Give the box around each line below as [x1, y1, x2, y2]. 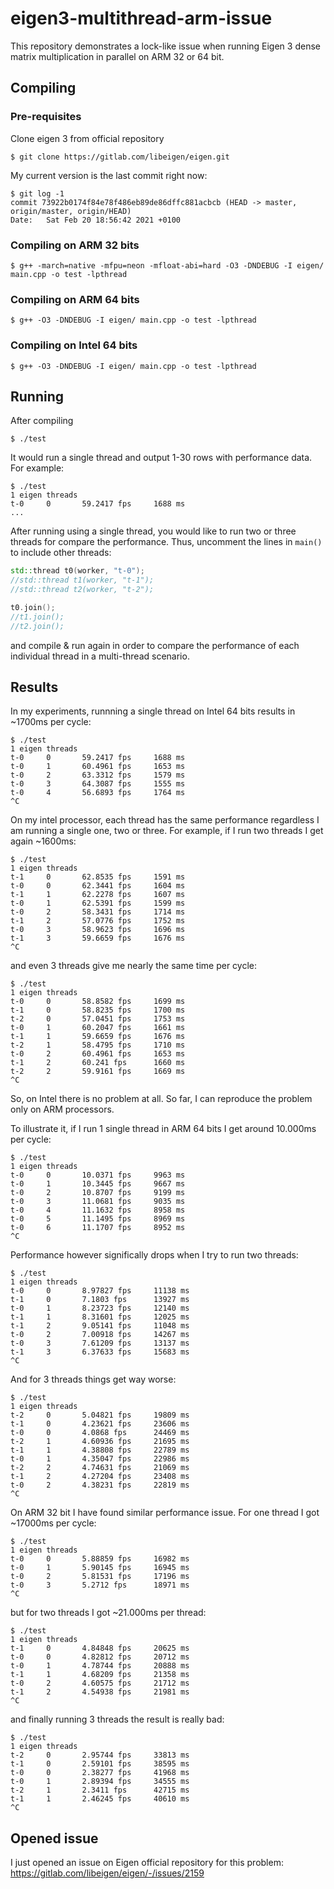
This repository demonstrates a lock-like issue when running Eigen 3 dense [10, 40, 321, 52]
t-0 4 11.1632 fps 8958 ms [10, 1205, 186, 1216]
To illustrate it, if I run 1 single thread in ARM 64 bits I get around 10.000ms [10, 1123, 317, 1135]
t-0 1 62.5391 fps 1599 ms [10, 898, 186, 909]
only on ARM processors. [10, 1103, 115, 1116]
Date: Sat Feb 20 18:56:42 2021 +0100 [10, 215, 182, 225]
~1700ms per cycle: [10, 716, 92, 728]
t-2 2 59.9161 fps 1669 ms [10, 1067, 186, 1077]
